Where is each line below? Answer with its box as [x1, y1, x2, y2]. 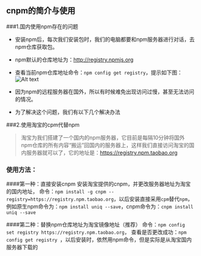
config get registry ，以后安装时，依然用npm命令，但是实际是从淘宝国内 [6, 236, 192, 243]
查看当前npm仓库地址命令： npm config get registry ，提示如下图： [14, 69, 183, 76]
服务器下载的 [6, 243, 38, 251]
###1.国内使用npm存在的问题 [6, 23, 79, 30]
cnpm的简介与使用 [6, 5, 76, 16]
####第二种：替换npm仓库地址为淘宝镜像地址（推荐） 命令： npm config [6, 221, 185, 228]
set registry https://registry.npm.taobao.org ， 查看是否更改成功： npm [6, 228, 187, 236]
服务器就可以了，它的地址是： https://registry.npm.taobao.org [26, 149, 178, 156]
